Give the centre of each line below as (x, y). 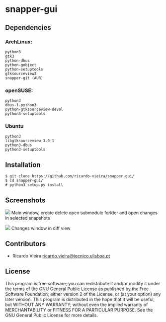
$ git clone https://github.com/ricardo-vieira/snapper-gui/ (70, 176)
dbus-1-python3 (21, 105)
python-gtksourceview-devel (34, 110)
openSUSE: (19, 90)
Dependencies (28, 28)
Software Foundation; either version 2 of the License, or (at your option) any (83, 294)
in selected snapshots (28, 218)
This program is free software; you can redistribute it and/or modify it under (83, 283)
